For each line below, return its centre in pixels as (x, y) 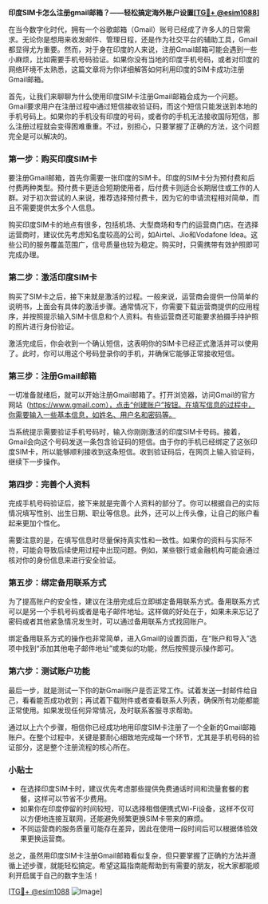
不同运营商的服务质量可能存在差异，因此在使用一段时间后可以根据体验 (135, 829)
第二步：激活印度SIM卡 (53, 277)
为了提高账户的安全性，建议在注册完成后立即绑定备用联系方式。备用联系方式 (134, 601)
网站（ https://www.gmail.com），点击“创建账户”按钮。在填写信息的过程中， (132, 404)
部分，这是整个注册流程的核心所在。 (74, 747)
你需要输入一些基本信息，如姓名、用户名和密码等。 (92, 414)
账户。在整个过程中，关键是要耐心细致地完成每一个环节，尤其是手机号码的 (130, 737)
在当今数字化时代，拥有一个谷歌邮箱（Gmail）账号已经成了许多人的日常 (126, 30)
